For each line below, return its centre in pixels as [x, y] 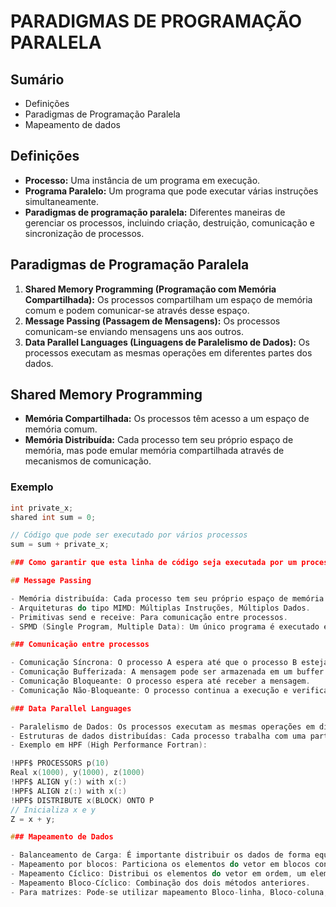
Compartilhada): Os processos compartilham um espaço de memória [168, 299]
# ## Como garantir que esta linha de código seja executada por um [154, 563]
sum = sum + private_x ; [60, 545]
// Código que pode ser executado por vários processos [129, 535]
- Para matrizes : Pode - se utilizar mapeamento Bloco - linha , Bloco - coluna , [169, 892]
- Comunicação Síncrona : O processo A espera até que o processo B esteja [169, 663]
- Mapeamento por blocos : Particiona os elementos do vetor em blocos [160, 865]
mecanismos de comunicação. [88, 461]
